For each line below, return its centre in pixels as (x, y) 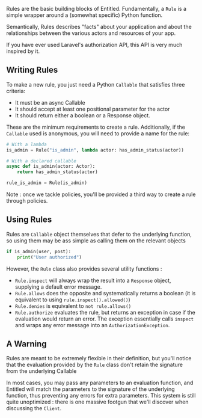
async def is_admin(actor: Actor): (51, 167)
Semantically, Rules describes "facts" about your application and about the (99, 27)
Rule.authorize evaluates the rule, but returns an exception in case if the (105, 312)
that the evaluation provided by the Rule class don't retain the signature (95, 365)
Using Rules (29, 220)
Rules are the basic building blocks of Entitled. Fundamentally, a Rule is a (96, 9)
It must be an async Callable (50, 102)
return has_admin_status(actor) (57, 172)
